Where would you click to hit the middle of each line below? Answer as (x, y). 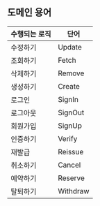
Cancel (69, 165)
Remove (71, 73)
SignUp (70, 126)
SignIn (68, 99)
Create (69, 86)
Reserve (72, 178)
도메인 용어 (30, 13)
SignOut (71, 112)
